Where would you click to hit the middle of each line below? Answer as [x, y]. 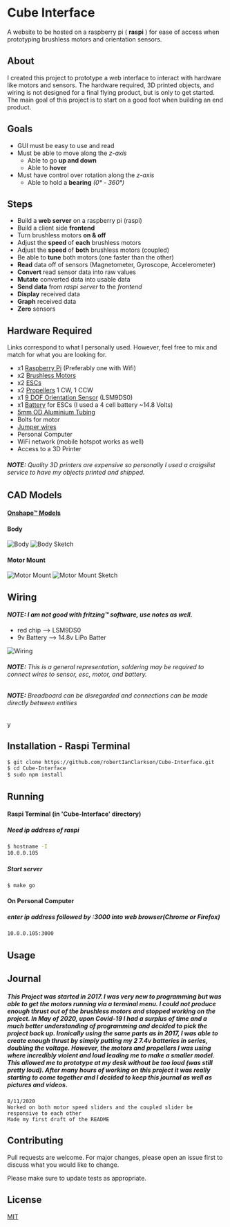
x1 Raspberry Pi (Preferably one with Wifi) [77, 368]
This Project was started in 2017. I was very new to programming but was [114, 996]
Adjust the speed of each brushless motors [79, 243]
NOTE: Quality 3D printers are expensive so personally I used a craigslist [111, 464]
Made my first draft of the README [58, 1119]
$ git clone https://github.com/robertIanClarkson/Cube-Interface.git [111, 762]
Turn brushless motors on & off [61, 235]
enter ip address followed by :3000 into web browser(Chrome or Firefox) [114, 917]
